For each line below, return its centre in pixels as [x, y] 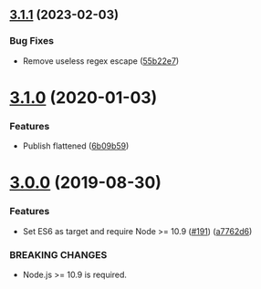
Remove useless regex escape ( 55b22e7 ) [101, 61]
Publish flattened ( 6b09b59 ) [76, 146]
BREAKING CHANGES [58, 254]
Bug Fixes [32, 41]
